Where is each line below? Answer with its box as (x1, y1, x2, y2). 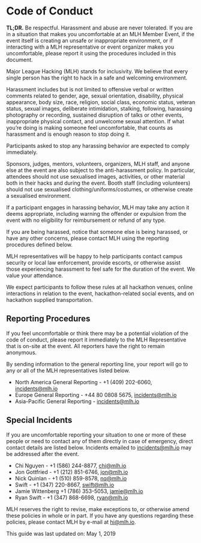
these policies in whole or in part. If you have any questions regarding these (6, 512, 194, 519)
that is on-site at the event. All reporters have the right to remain (6, 342, 165, 349)
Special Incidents (6, 415, 73, 425)
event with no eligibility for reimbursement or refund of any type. (6, 216, 166, 224)
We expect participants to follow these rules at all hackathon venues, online (6, 283, 193, 290)
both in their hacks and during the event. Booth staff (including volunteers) (6, 179, 191, 186)
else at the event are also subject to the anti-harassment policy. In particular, (6, 167, 196, 174)
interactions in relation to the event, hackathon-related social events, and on (6, 290, 194, 297)
